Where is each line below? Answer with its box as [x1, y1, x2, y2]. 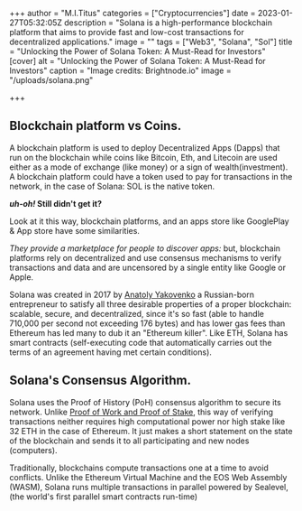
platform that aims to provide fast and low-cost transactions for [9, 27, 245, 37]
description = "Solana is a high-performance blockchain [64, 17, 273, 28]
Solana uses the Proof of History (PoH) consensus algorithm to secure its [9, 396, 281, 407]
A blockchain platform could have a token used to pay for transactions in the [9, 171, 293, 181]
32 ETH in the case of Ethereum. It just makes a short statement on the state [9, 425, 293, 436]
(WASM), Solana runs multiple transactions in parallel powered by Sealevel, [9, 481, 288, 492]
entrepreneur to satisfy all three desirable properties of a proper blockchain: [9, 298, 292, 310]
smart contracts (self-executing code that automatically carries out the [9, 337, 272, 348]
